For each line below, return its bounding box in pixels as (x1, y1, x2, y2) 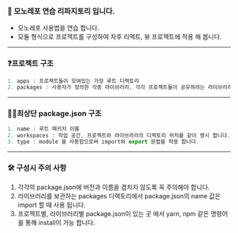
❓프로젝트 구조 (7, 59, 54, 69)
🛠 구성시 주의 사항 (7, 163, 67, 173)
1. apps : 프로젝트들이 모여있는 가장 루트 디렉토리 (7, 77, 140, 84)
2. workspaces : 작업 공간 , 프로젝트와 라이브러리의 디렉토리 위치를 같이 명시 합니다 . (7, 132, 231, 139)
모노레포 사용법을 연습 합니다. (17, 23, 100, 33)
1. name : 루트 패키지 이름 (7, 125, 80, 132)
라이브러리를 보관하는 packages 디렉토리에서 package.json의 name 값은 (17, 191, 221, 200)
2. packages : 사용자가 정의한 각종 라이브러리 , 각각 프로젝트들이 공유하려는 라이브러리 (7, 84, 232, 91)
